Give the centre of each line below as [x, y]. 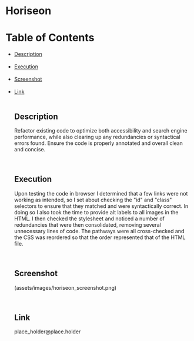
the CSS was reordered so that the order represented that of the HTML [100, 237]
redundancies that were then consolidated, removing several [87, 224]
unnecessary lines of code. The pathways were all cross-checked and [99, 231]
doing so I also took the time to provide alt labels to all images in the [96, 212]
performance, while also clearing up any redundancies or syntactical [97, 137]
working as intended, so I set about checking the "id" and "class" [93, 200]
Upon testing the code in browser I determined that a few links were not [101, 193]
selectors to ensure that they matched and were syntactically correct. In [101, 206]
